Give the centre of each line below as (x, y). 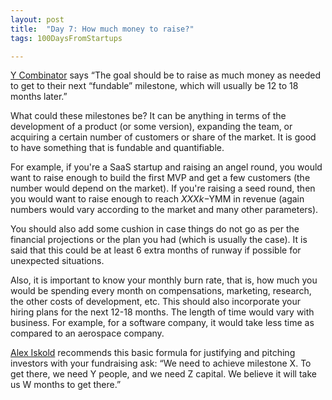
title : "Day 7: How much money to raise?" (102, 29)
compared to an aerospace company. (87, 333)
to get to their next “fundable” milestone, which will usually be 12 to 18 (154, 86)
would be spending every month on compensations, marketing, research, (161, 291)
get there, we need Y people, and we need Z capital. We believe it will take (163, 374)
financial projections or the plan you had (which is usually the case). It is (159, 240)
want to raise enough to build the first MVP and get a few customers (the (160, 178)
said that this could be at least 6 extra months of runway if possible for (156, 250)
